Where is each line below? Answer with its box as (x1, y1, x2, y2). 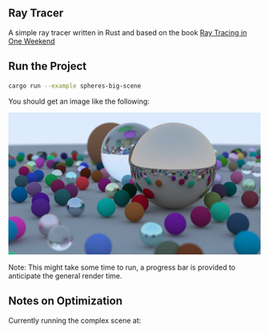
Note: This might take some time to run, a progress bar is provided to (8, 262, 236, 272)
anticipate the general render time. (8, 271, 122, 280)
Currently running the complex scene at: (8, 315, 142, 325)
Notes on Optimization (8, 294, 122, 308)
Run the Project (8, 59, 86, 73)
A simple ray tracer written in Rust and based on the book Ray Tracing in (8, 27, 247, 37)
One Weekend (8, 36, 55, 46)
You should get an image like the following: (8, 96, 150, 106)
